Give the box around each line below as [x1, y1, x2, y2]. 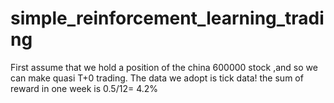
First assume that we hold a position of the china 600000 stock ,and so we [10, 61, 318, 73]
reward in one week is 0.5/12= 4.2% [10, 82, 159, 94]
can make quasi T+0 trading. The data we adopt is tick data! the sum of [10, 72, 304, 84]
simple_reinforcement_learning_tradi [10, 7, 325, 30]
